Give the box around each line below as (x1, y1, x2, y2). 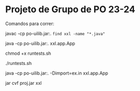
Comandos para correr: (5, 20, 54, 27)
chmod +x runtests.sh (5, 50, 51, 56)
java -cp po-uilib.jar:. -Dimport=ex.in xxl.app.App (5, 70, 108, 76)
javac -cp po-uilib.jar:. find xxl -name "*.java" (5, 30, 105, 36)
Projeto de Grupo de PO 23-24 (5, 4, 135, 15)
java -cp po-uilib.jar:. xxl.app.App (5, 40, 75, 47)
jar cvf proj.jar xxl (5, 80, 42, 86)
